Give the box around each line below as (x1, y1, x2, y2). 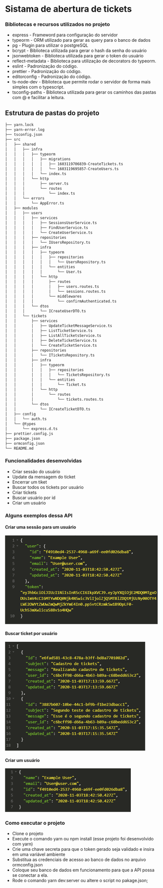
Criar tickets (12, 489, 37, 495)
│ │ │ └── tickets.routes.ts (5, 397, 104, 402)
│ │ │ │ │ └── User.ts (5, 270, 82, 275)
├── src (5, 137, 21, 142)
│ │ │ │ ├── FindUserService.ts (5, 226, 89, 230)
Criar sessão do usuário (12, 468, 61, 474)
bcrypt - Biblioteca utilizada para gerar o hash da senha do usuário (12, 48, 147, 53)
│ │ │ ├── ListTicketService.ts (5, 329, 93, 333)
